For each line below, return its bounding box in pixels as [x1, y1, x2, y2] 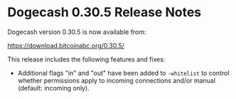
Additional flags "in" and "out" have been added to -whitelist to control [17, 69, 230, 77]
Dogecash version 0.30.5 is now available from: [7, 28, 147, 36]
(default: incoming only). [17, 83, 90, 92]
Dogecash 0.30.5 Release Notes [7, 4, 202, 21]
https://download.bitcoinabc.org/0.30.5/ [7, 41, 124, 49]
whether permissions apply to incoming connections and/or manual [17, 76, 215, 85]
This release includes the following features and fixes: [7, 54, 166, 64]
